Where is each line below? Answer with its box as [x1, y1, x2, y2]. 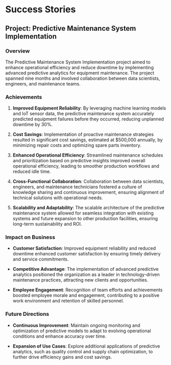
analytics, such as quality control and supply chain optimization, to [12, 348, 153, 354]
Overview [5, 47, 30, 54]
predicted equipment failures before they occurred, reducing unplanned [12, 116, 164, 122]
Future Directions [5, 311, 50, 318]
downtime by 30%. [12, 121, 53, 127]
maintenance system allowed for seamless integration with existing [12, 210, 154, 216]
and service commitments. [12, 256, 69, 262]
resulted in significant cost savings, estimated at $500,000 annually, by [12, 137, 163, 143]
